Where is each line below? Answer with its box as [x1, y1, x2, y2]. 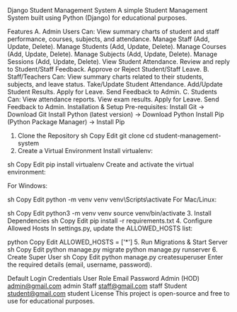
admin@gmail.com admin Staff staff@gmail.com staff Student [7, 282, 187, 290]
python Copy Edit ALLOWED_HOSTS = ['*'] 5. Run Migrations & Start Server [7, 238, 228, 246]
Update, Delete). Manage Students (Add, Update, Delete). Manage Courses [7, 43, 226, 50]
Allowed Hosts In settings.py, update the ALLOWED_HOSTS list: [7, 224, 193, 233]
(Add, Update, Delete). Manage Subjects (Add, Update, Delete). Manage [7, 50, 218, 58]
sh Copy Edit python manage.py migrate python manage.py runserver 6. [7, 245, 218, 254]
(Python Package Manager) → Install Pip [7, 118, 125, 126]
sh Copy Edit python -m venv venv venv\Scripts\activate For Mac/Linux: [7, 195, 217, 204]
